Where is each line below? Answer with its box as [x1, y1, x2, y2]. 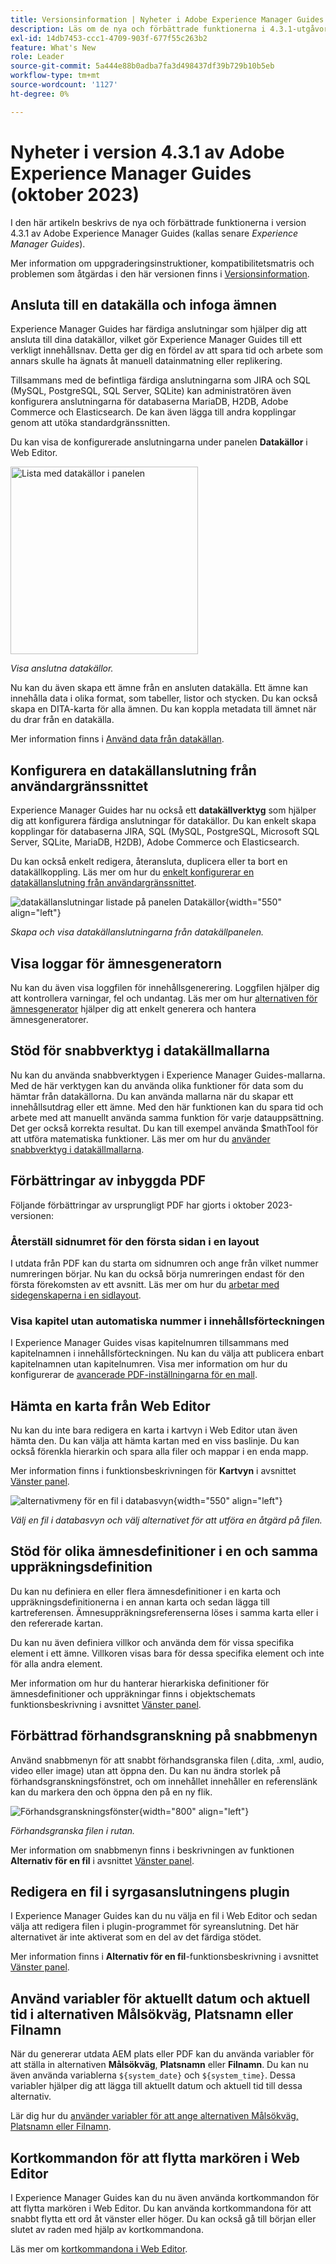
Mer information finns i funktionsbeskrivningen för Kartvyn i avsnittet [10, 1465, 297, 1477]
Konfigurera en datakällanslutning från [10, 762, 257, 779]
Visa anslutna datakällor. [10, 662, 114, 675]
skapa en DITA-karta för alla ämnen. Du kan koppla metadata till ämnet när [10, 703, 317, 715]
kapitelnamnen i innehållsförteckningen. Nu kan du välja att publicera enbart [10, 1347, 325, 1360]
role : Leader [10, 52, 65, 62]
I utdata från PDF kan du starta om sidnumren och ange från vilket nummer [10, 1257, 319, 1269]
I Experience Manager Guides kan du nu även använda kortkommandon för [10, 2192, 320, 2204]
